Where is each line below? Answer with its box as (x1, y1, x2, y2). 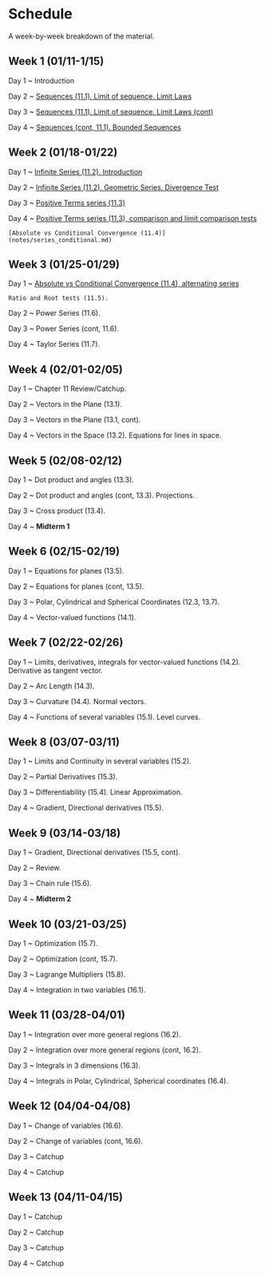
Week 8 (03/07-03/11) (8, 735, 121, 749)
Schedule (8, 5, 73, 23)
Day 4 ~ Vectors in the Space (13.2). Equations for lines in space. (8, 430, 222, 441)
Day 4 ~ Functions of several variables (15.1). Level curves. (8, 712, 201, 722)
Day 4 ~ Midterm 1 (8, 521, 70, 531)
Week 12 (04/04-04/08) (8, 1099, 132, 1113)
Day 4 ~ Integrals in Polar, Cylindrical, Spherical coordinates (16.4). (8, 1076, 229, 1085)
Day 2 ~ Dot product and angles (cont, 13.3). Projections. (8, 490, 196, 500)
